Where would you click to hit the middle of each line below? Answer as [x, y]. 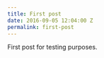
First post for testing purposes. [52, 47]
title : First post [34, 14]
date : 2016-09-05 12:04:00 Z [50, 21]
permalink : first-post [41, 27]
